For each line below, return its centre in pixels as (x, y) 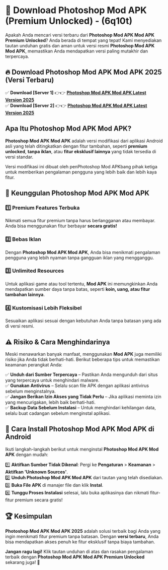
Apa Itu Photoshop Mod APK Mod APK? (68, 129)
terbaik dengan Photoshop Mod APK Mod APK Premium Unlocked (75, 557)
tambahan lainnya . (25, 294)
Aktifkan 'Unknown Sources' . (37, 472)
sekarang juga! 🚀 (23, 562)
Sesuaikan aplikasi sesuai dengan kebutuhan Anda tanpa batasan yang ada (83, 321)
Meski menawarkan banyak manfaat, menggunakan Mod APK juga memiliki (83, 354)
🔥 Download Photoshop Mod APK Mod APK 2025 (83, 72)
